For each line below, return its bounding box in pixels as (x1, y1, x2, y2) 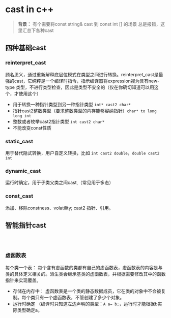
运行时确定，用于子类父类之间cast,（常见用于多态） (5, 179, 113, 186)
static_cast (5, 138, 34, 145)
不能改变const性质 (12, 124, 52, 131)
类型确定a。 (17, 307, 42, 313)
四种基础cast (5, 44, 47, 52)
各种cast (35, 27, 54, 34)
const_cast (5, 193, 34, 200)
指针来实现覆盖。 (5, 277, 41, 283)
